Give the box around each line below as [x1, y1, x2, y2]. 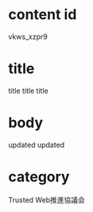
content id [8, 6, 77, 24]
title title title [8, 86, 49, 95]
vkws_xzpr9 [8, 32, 48, 41]
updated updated [8, 140, 65, 149]
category [8, 168, 70, 186]
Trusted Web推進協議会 [8, 195, 86, 204]
